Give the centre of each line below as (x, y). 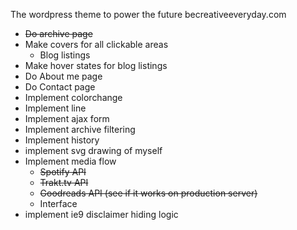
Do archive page (58, 33)
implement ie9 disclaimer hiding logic (101, 214)
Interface (58, 203)
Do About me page (63, 76)
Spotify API (63, 172)
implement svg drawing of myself (93, 150)
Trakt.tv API (64, 182)
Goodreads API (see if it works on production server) (148, 193)
